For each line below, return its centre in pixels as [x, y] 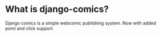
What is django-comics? [57, 9]
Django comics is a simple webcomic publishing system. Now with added [81, 23]
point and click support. [29, 28]
